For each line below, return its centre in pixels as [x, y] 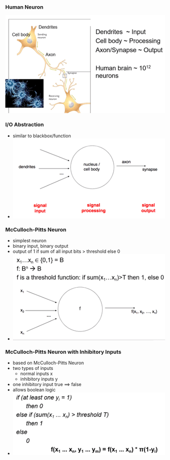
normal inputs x [37, 374]
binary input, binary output [40, 246]
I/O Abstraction [25, 125]
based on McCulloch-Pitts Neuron [48, 363]
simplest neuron [29, 241]
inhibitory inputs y [39, 379]
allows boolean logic [34, 390]
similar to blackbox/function [42, 136]
